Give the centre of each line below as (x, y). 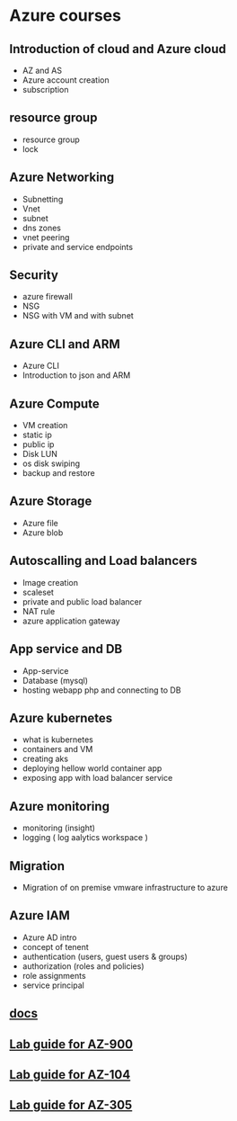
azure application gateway (71, 621)
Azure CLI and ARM (65, 344)
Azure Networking (62, 178)
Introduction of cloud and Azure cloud (118, 49)
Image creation (50, 582)
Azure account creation (66, 80)
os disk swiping (51, 463)
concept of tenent (56, 946)
